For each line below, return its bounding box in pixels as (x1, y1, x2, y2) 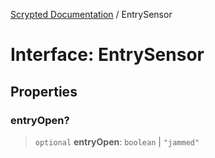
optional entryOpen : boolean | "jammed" (34, 135, 200, 148)
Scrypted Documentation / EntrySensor (10, 9, 173, 20)
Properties (10, 83, 78, 100)
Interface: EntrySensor (10, 44, 205, 66)
